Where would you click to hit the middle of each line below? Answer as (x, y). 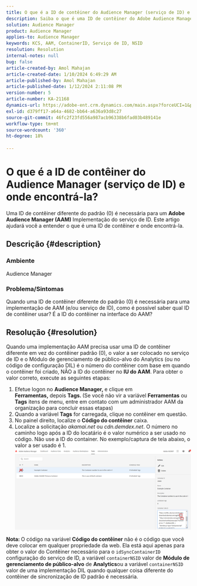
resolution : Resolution (35, 50)
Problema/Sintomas (35, 289)
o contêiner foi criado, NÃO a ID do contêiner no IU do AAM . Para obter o (94, 371)
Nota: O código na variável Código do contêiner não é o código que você (95, 539)
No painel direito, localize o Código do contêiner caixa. (81, 420)
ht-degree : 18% (25, 136)
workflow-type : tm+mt (33, 124)
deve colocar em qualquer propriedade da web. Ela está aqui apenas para (95, 545)
